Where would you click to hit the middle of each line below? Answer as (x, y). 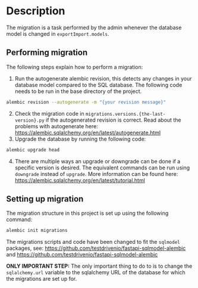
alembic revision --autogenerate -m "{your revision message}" (86, 102)
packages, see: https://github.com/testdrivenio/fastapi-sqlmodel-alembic (96, 248)
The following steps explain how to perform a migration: (75, 67)
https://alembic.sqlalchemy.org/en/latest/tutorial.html (80, 180)
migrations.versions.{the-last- (125, 114)
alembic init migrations (37, 231)
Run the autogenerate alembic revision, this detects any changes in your (103, 78)
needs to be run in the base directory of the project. (78, 91)
